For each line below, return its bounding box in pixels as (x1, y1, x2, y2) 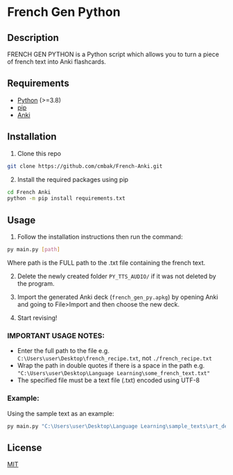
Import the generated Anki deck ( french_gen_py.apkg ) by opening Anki (17, 293, 218, 301)
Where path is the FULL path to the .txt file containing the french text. (7, 258, 206, 267)
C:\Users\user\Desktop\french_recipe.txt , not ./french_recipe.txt (17, 354, 213, 363)
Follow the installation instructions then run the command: (17, 233, 183, 241)
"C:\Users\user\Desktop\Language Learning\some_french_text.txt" (17, 370, 210, 377)
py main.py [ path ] (7, 246, 60, 253)
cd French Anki (7, 189, 51, 196)
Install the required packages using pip (17, 175, 129, 184)
